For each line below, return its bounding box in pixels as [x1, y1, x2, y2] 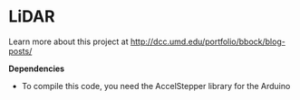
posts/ [8, 45, 33, 56]
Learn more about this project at [8, 36, 129, 47]
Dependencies [8, 63, 65, 74]
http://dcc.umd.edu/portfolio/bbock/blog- [130, 36, 286, 47]
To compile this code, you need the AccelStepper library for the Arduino [21, 80, 291, 91]
